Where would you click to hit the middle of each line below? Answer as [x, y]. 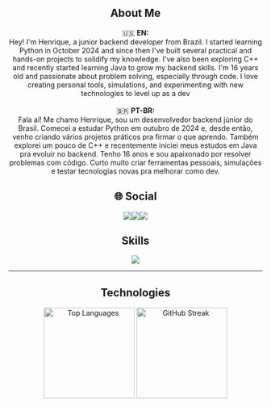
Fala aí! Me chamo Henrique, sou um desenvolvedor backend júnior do [135, 120]
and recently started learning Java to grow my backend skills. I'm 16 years [135, 67]
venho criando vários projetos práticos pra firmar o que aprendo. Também [135, 136]
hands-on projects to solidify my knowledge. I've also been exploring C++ [135, 59]
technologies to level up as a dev [135, 93]
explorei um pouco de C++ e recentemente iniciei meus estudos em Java [135, 145]
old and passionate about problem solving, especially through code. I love [135, 76]
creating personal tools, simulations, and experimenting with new [135, 85]
